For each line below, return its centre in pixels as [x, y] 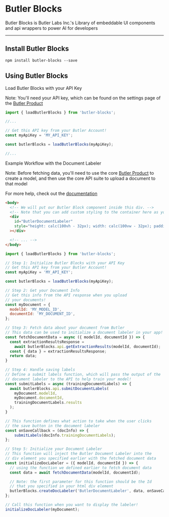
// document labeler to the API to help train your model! [68, 379]
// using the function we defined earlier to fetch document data [81, 468]
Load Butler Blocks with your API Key [44, 88]
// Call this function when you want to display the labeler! [72, 505]
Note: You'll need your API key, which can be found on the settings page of [83, 98]
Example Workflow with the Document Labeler [53, 163]
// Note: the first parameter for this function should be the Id [81, 482]
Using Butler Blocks [37, 76]
